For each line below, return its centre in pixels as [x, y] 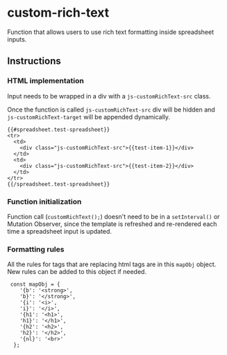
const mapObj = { [35, 285]
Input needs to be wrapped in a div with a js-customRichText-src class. [109, 96]
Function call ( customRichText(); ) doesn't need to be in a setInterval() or [113, 216]
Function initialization [44, 201]
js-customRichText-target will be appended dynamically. [89, 116]
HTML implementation [46, 81]
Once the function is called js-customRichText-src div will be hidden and [111, 110]
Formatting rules [36, 249]
